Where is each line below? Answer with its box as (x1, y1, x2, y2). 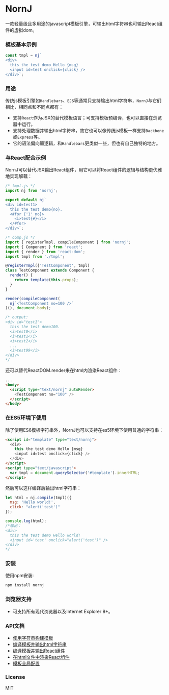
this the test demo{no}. (10, 207, 63, 212)
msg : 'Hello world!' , (10, 500, 56, 505)
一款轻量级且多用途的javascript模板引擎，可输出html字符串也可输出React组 (5, 20, 163, 27)
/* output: (5, 315, 29, 320)
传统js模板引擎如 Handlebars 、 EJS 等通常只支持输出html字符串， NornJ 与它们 (5, 97, 162, 104)
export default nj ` (5, 197, 47, 202)
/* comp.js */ (5, 235, 36, 240)
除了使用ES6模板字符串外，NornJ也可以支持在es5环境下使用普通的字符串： (5, 427, 164, 433)
